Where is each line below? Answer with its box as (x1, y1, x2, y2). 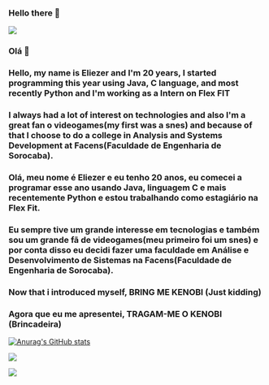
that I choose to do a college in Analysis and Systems (8, 130, 223, 141)
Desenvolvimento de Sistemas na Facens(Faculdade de (8, 254, 232, 266)
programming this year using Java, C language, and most (8, 77, 239, 89)
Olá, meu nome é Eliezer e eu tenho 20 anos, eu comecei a (8, 171, 242, 183)
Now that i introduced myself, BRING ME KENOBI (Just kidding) (8, 286, 262, 297)
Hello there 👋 (8, 7, 61, 19)
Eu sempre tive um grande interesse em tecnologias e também (8, 223, 260, 235)
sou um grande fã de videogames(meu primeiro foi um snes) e (8, 234, 258, 245)
